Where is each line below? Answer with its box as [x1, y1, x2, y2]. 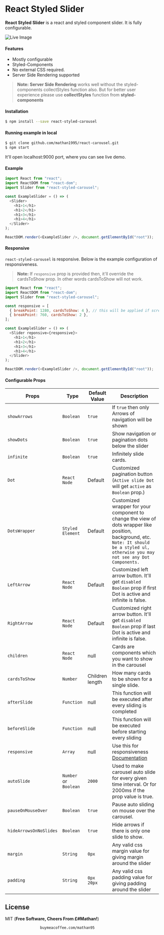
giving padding [112, 880, 146, 887]
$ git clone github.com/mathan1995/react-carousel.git [5, 140, 119, 145]
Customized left [112, 566, 148, 573]
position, [112, 528, 132, 535]
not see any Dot [112, 555, 150, 560]
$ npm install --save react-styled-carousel [5, 119, 97, 124]
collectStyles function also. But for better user [43, 87, 136, 93]
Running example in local [5, 130, 57, 136]
